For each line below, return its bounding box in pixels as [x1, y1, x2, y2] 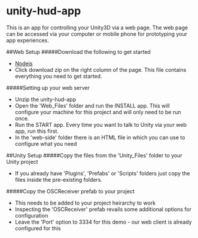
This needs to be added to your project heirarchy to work [14, 199, 156, 206]
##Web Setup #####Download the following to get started [6, 48, 151, 55]
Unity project [6, 158, 38, 165]
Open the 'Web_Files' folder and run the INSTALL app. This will [14, 102, 170, 109]
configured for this [14, 224, 61, 231]
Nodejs [14, 60, 33, 67]
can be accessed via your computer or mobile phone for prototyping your [6, 30, 187, 37]
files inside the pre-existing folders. [14, 176, 103, 183]
